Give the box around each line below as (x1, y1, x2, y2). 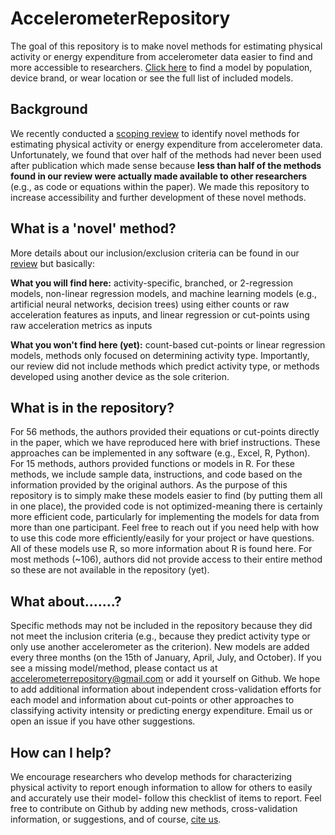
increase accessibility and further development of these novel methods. (10, 191, 307, 203)
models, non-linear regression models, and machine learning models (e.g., (10, 287, 318, 299)
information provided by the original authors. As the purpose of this (10, 479, 288, 491)
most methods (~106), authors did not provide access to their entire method (10, 553, 323, 566)
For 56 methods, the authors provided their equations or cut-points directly (10, 426, 320, 438)
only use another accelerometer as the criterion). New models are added (10, 641, 310, 653)
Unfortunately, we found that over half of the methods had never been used (10, 148, 322, 161)
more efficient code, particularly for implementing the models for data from (10, 511, 320, 523)
